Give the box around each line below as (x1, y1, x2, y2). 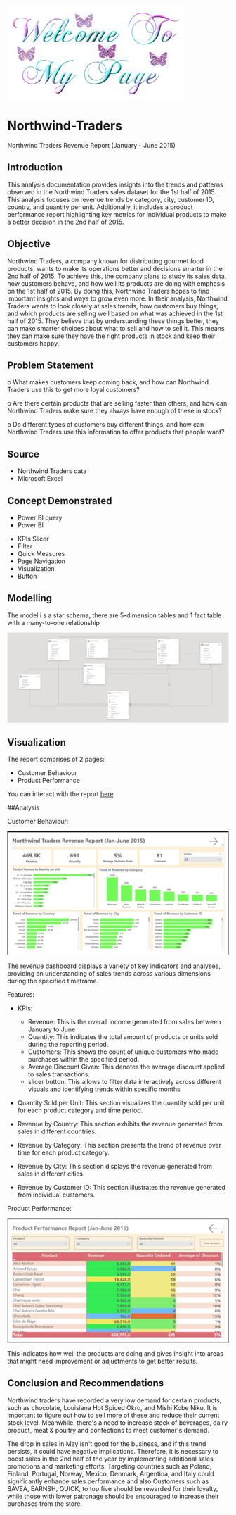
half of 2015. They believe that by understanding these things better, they (7, 316, 219, 325)
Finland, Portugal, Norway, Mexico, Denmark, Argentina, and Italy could (7, 1469, 214, 1478)
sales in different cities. (17, 1169, 85, 1178)
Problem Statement (7, 359, 94, 371)
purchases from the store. (7, 1499, 83, 1508)
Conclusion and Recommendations (7, 1377, 164, 1389)
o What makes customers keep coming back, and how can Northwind (7, 378, 209, 386)
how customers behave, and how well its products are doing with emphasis (7, 279, 225, 287)
